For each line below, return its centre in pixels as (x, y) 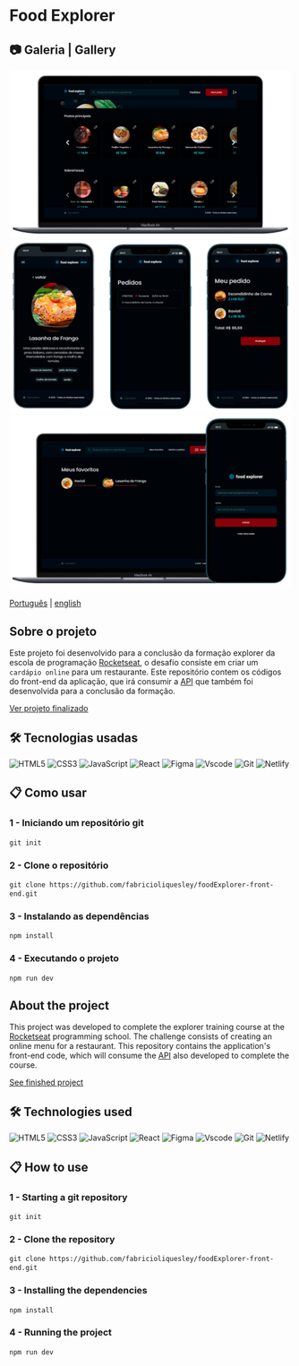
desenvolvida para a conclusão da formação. (93, 692)
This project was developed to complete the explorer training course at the (147, 1027)
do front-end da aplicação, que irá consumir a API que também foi (131, 682)
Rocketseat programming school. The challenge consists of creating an (141, 1036)
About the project (60, 1005)
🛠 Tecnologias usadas (74, 738)
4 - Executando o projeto (64, 958)
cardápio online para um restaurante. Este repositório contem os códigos (145, 672)
